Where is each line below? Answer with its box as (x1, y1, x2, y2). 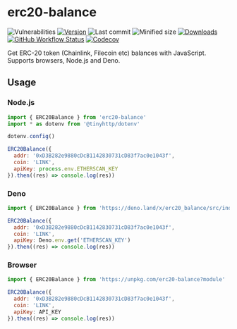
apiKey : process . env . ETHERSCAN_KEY (13, 165, 119, 173)
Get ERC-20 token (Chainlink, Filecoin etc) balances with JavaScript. (7, 49, 207, 57)
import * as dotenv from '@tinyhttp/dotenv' (7, 120, 140, 128)
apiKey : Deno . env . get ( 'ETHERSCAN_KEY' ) (13, 237, 131, 244)
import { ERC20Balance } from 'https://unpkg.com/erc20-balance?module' (7, 276, 226, 283)
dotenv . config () (7, 133, 55, 140)
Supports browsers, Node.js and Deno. (7, 56, 121, 64)
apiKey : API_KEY (13, 308, 61, 316)
